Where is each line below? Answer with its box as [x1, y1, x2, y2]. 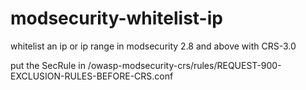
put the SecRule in [10, 59, 86, 71]
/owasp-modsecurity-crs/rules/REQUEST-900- [87, 59, 282, 71]
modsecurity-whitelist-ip [10, 7, 223, 30]
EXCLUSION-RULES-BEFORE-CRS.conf [10, 70, 174, 82]
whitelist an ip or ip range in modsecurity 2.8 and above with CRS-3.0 [10, 40, 297, 52]
